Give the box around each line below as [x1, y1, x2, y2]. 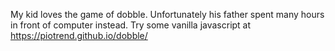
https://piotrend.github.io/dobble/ [10, 30, 148, 41]
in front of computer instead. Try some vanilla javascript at [10, 19, 252, 31]
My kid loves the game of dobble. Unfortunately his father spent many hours [10, 9, 325, 20]
